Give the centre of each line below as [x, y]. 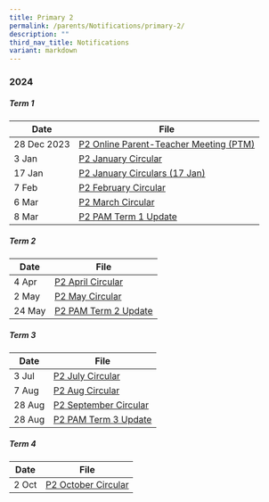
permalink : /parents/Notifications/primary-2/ [97, 26]
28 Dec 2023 [42, 144]
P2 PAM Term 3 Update [102, 419]
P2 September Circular [101, 405]
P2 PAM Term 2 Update [104, 310]
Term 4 [23, 443]
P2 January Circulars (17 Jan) [142, 173]
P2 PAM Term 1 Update [128, 217]
